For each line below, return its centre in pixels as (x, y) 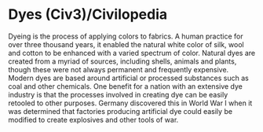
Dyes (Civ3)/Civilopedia (88, 15)
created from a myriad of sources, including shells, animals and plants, (122, 61)
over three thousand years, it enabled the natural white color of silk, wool (126, 44)
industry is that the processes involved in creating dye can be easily (118, 94)
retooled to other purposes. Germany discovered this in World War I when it (130, 103)
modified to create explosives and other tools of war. (93, 119)
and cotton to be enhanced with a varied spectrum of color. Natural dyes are (132, 53)
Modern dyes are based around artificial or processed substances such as (128, 78)
